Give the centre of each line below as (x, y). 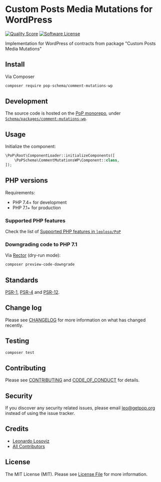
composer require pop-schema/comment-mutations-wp (59, 86)
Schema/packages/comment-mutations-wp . (46, 119)
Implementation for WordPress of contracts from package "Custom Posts (80, 43)
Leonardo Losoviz (31, 441)
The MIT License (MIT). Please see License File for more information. (76, 474)
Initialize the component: (30, 147)
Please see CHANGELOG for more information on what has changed (75, 320)
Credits (17, 429)
